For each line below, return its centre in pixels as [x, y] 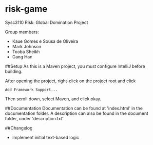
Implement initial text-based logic [46, 137]
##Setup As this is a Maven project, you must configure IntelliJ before [75, 66]
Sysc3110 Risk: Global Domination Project [47, 22]
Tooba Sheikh [26, 52]
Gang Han [22, 56]
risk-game [26, 9]
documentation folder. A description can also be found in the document [77, 113]
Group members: [22, 32]
